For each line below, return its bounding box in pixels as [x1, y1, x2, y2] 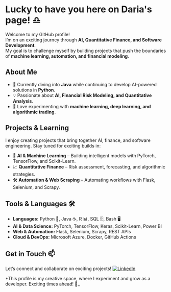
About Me [5, 68, 37, 77]
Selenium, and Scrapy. [12, 184, 60, 190]
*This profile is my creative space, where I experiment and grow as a [5, 276, 151, 282]
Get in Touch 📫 [5, 249, 56, 258]
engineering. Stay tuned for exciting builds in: [5, 142, 101, 149]
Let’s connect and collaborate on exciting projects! [5, 265, 111, 272]
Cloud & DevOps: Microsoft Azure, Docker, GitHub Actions [12, 234, 136, 240]
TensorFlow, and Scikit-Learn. [12, 158, 76, 164]
